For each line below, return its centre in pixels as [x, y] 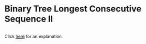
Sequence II [29, 19]
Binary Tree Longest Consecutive [73, 9]
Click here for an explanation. [34, 36]
